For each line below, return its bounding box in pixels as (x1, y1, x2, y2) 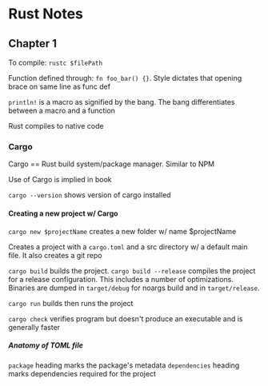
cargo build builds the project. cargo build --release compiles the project (8, 265, 256, 276)
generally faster (8, 322, 61, 332)
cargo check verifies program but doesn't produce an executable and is (8, 313, 243, 324)
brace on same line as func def (8, 82, 110, 91)
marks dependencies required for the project (8, 369, 156, 379)
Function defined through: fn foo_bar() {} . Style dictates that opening (8, 74, 242, 82)
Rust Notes (8, 5, 84, 23)
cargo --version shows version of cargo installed (8, 190, 171, 200)
